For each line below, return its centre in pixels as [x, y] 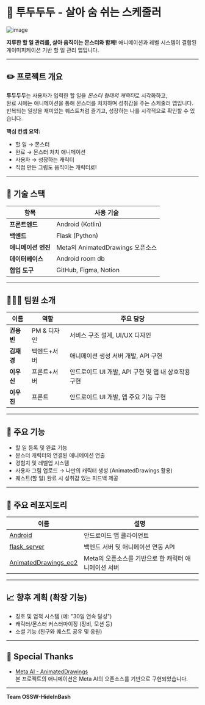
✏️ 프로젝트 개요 [34, 77]
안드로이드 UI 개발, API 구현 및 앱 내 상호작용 [130, 372]
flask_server [27, 547]
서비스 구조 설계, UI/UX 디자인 [110, 335]
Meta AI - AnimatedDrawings [52, 671]
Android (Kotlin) [79, 224]
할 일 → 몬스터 [32, 144]
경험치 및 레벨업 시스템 [42, 463]
